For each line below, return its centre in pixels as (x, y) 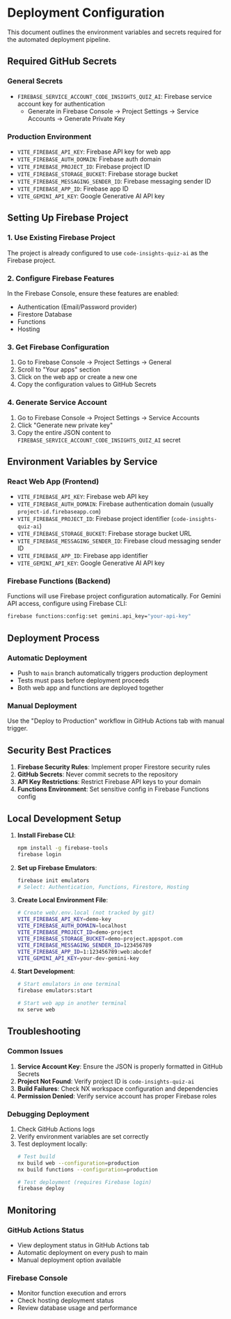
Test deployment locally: (53, 1144)
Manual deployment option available (69, 1260)
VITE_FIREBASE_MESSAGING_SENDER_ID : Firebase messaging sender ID (114, 181)
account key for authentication (61, 104)
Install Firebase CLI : (47, 835)
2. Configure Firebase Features (61, 278)
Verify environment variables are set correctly (83, 1136)
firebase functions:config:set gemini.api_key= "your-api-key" (99, 616)
